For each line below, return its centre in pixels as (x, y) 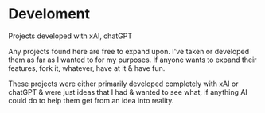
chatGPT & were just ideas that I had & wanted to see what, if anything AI (128, 92)
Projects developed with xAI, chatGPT (70, 36)
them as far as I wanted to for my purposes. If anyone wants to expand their (132, 60)
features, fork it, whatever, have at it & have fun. (87, 68)
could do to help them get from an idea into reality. (91, 100)
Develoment (49, 14)
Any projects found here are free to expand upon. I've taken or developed (129, 51)
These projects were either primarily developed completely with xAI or (123, 84)
